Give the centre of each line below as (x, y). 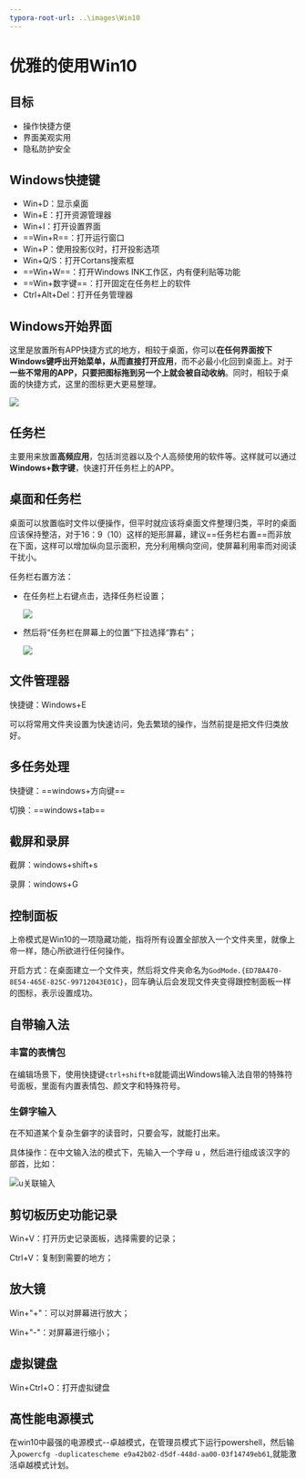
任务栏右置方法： (41, 576)
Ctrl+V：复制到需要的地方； (61, 1258)
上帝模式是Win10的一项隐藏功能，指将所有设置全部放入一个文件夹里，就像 (148, 940)
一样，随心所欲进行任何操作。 (73, 951)
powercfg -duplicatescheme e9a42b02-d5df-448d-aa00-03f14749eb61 (144, 1454)
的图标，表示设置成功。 (53, 993)
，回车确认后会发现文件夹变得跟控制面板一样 (207, 981)
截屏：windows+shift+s (54, 865)
